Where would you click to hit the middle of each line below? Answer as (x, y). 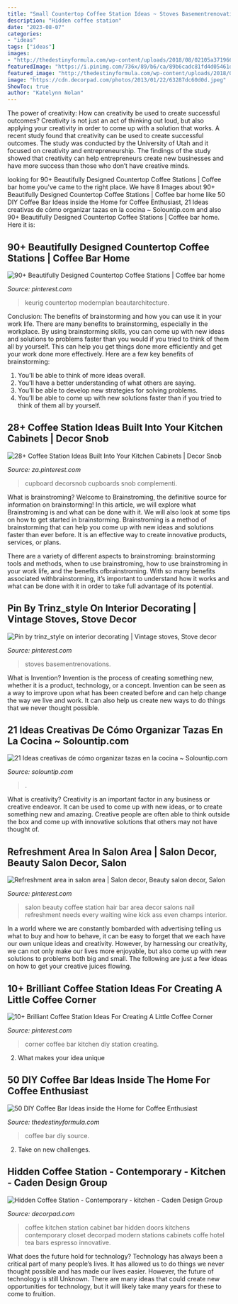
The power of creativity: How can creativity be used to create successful (114, 113)
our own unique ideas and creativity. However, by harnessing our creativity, (118, 944)
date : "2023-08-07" (36, 27)
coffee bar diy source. (57, 1135)
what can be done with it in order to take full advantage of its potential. (110, 586)
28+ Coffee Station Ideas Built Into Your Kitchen (115, 428)
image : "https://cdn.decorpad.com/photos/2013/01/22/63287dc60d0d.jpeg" (117, 80)
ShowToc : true (28, 86)
